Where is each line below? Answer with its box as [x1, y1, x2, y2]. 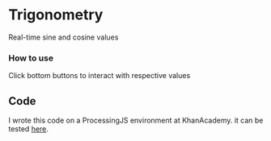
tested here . [8, 124, 49, 134]
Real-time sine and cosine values [8, 32, 119, 42]
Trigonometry [8, 6, 104, 24]
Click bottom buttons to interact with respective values [8, 71, 191, 81]
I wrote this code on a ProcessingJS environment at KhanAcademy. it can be [8, 115, 264, 126]
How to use [8, 52, 54, 64]
